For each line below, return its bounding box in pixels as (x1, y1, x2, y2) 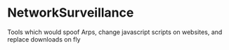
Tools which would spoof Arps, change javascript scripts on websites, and (7, 28, 223, 36)
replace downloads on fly (7, 35, 81, 43)
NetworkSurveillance (7, 5, 134, 21)
